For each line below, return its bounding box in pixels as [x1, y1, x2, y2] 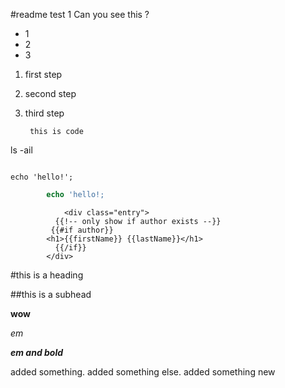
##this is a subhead [10, 288, 92, 300]
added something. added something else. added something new [10, 365, 276, 378]
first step [24, 69, 63, 80]
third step [24, 107, 65, 119]
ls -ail [10, 144, 33, 156]
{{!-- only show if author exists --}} [54, 216, 222, 226]
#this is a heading [10, 269, 84, 281]
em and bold [10, 346, 64, 358]
